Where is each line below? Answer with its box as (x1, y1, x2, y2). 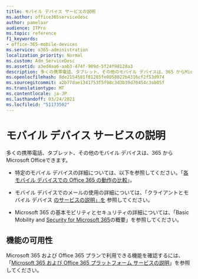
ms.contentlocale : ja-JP (6, 91, 67, 97)
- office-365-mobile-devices (6, 42, 78, 48)
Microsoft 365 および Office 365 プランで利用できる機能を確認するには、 (6, 252, 184, 259)
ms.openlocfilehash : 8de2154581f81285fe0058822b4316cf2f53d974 (6, 74, 165, 80)
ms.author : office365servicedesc (6, 14, 88, 20)
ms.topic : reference (6, 31, 57, 36)
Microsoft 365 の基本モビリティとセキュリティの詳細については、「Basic (14, 209, 190, 216)
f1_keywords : (6, 36, 38, 42)
